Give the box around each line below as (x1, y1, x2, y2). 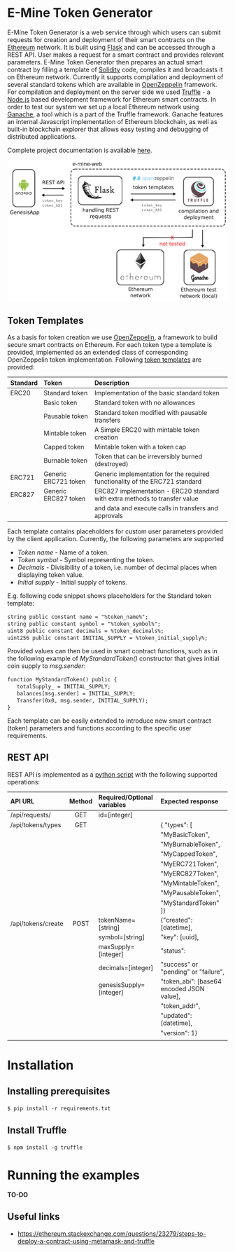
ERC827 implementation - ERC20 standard (94, 486, 220, 495)
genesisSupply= (98, 981, 145, 989)
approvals (94, 512, 124, 520)
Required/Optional (98, 794, 153, 802)
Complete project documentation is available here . (7, 146, 152, 154)
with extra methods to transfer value (94, 494, 199, 503)
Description (94, 379, 129, 387)
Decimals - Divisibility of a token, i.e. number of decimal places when (17, 563, 218, 571)
